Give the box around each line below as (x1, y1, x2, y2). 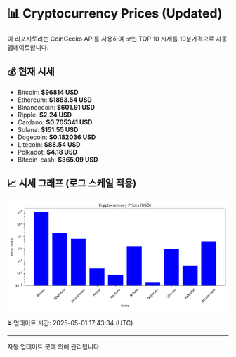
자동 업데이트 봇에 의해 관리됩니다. (7, 342, 101, 351)
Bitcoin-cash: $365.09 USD (17, 155, 98, 164)
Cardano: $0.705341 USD (17, 117, 93, 126)
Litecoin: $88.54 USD (17, 140, 81, 148)
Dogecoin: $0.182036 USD (17, 133, 96, 141)
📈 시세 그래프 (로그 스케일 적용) (7, 177, 137, 190)
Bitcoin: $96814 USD (17, 88, 79, 96)
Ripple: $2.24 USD (17, 110, 72, 119)
